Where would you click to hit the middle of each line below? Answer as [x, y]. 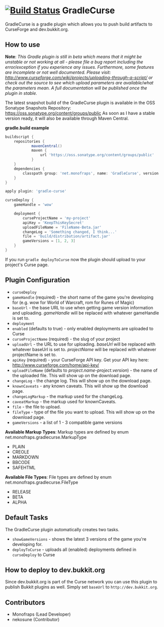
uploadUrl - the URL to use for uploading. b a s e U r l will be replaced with [84, 344]
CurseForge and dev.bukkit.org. [37, 29]
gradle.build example [27, 128]
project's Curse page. [27, 265]
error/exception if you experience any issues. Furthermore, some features [80, 67]
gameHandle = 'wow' [34, 205]
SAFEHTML [24, 467]
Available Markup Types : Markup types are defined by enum [67, 432]
